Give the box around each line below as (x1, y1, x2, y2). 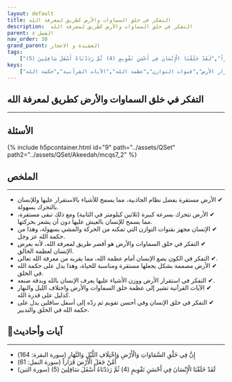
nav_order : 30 (7, 36, 48, 43)
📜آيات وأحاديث (7, 325, 63, 337)
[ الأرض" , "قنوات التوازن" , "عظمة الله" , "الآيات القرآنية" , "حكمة (19, 68, 215, 75)
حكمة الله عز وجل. (17, 232, 66, 240)
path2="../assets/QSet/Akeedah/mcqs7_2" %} (7, 151, 137, 159)
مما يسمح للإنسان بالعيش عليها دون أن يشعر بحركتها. (17, 217, 153, 225)
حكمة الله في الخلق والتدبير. (17, 305, 90, 314)
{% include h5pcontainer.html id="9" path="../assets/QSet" (7, 143, 176, 152)
